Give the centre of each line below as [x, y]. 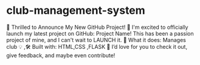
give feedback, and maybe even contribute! [61, 55]
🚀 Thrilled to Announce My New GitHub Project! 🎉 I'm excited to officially [97, 27]
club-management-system [76, 11]
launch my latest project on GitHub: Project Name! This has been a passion [100, 33]
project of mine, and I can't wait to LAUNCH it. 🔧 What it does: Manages [96, 40]
